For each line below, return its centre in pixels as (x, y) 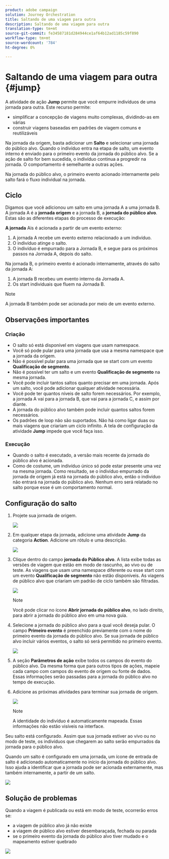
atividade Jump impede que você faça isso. (58, 431)
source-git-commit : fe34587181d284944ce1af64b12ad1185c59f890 (72, 33)
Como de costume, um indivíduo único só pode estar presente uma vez (87, 466)
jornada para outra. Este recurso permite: (48, 107)
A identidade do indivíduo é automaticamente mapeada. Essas (77, 721)
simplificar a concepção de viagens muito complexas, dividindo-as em (86, 117)
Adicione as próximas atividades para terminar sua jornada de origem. (86, 692)
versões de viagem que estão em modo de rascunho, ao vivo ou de (82, 565)
